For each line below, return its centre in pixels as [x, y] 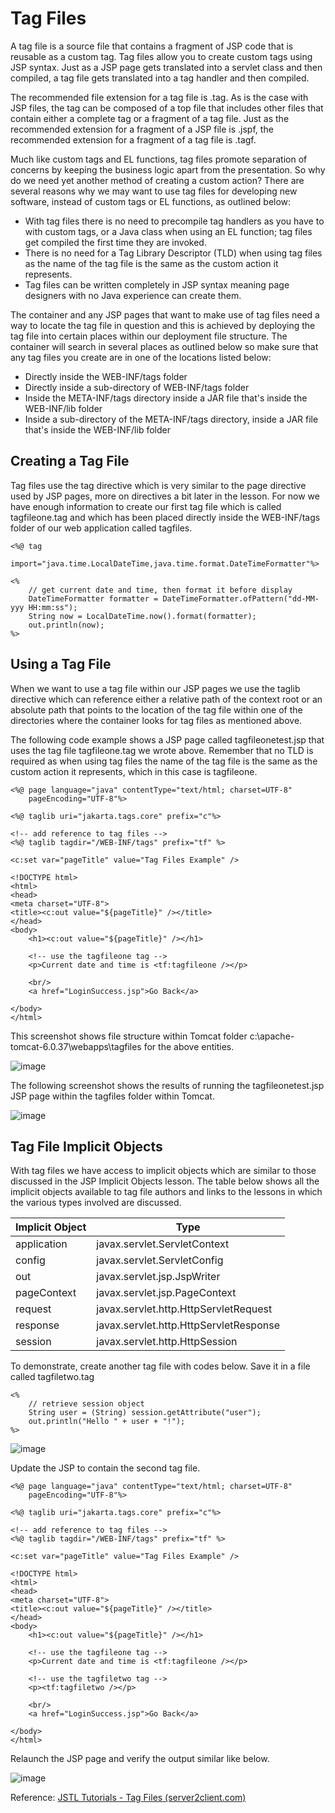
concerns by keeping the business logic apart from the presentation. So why [168, 169]
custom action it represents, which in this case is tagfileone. [134, 771]
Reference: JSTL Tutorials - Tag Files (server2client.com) [128, 1798]
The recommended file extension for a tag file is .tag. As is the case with [159, 97]
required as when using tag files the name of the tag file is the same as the [164, 761]
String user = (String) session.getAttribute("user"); [145, 1413]
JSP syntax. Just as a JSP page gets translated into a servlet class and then [166, 67]
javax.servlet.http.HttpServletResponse [188, 1325]
